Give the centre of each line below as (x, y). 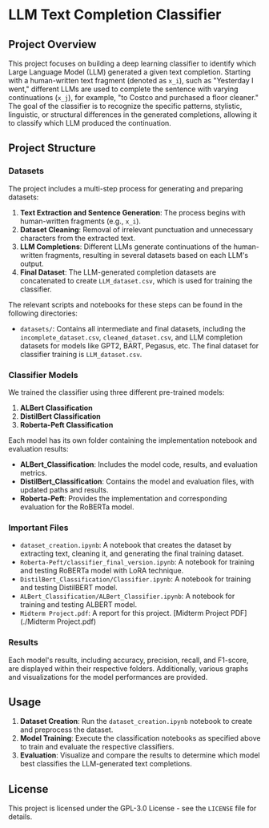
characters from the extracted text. (78, 238)
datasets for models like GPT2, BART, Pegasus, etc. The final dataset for (139, 345)
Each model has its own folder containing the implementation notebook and (133, 440)
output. (32, 263)
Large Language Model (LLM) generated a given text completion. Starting (129, 72)
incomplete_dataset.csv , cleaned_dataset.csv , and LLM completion (131, 337)
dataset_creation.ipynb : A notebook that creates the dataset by (126, 545)
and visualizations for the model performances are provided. (108, 677)
